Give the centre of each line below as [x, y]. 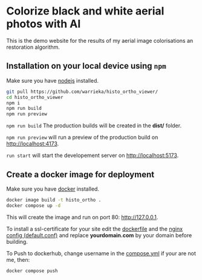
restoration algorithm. [33, 47]
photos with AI [44, 24]
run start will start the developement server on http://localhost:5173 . [93, 156]
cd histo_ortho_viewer [35, 97]
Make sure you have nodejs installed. [52, 80]
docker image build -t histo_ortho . [54, 200]
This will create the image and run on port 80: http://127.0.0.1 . [82, 217]
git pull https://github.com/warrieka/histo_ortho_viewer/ [82, 92]
